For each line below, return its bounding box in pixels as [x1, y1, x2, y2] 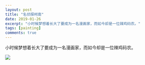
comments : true [5, 30, 37, 35]
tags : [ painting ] [5, 26, 41, 31]
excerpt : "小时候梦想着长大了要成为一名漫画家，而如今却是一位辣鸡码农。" [5, 21, 141, 26]
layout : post [5, 7, 32, 12]
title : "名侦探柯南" [5, 12, 44, 17]
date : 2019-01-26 [5, 16, 41, 21]
